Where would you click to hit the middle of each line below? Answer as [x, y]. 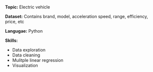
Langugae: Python [24, 31]
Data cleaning [26, 55]
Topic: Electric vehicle [28, 7]
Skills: [11, 40]
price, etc [15, 22]
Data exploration [29, 50]
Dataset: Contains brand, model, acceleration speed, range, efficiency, [76, 16]
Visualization [25, 65]
